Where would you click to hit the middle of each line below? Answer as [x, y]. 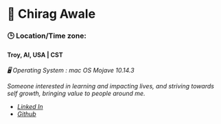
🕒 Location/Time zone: [47, 36]
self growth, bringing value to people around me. [76, 94]
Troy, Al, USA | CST [35, 55]
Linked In [30, 107]
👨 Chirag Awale [51, 14]
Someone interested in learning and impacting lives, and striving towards [111, 86]
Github [26, 114]
